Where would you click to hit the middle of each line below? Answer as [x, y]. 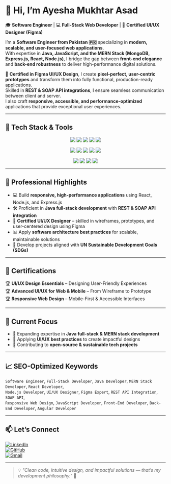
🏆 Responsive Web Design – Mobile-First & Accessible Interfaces [75, 299]
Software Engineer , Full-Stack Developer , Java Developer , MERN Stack [79, 381]
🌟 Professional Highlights [46, 183]
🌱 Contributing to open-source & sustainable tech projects [75, 345]
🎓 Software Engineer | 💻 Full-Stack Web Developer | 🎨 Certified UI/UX [82, 25]
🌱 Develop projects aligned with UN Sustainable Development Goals [85, 245]
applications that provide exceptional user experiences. [63, 106]
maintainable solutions [36, 239]
